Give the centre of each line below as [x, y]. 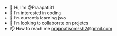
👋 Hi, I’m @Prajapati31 [32, 8]
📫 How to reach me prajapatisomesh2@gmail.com [61, 28]
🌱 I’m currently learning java [38, 18]
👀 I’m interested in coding [35, 13]
